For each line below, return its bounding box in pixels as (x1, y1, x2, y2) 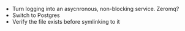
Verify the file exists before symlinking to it (12, 18, 120, 25)
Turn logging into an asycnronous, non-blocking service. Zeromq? (12, 5, 179, 12)
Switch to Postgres (12, 12, 60, 19)
